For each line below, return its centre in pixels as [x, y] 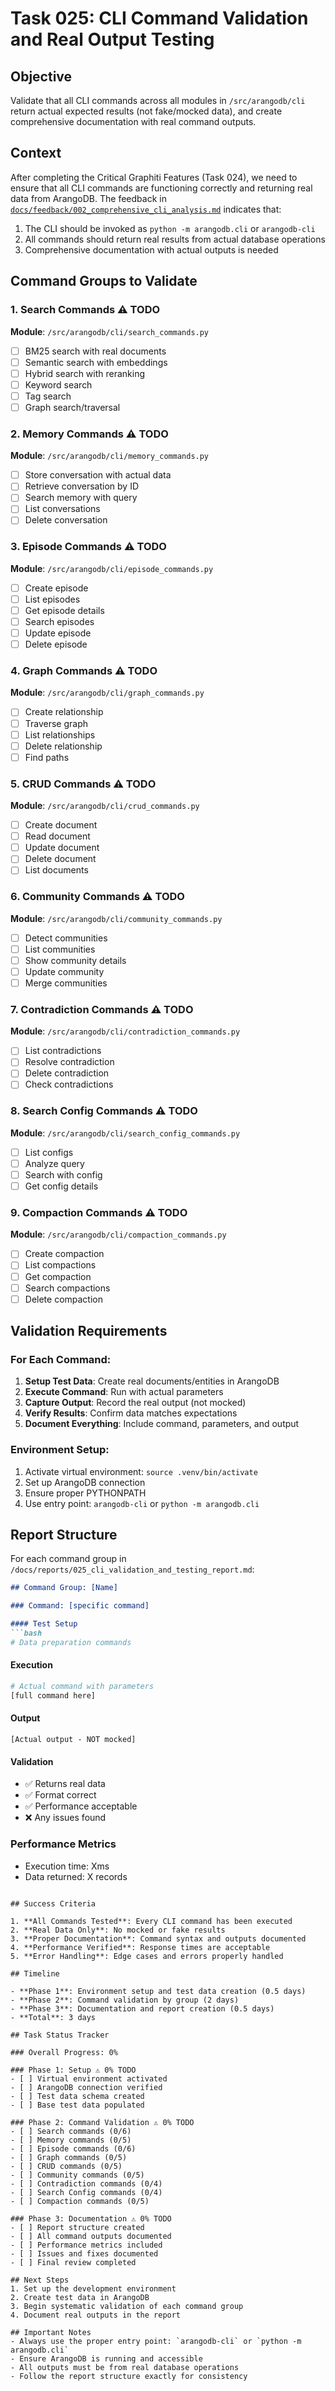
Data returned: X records [76, 1876]
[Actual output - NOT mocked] [73, 1740]
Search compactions [67, 1288]
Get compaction [58, 1276]
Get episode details [64, 610]
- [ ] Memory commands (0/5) [71, 2140]
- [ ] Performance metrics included [86, 2245]
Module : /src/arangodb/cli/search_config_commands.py [125, 1133]
